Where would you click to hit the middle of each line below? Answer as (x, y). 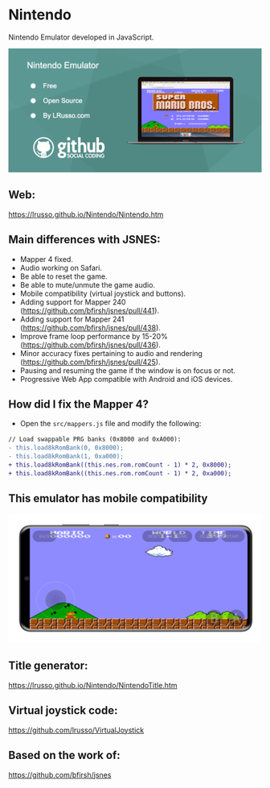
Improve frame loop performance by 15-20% (94, 336)
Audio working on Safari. (61, 268)
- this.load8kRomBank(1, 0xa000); (66, 457)
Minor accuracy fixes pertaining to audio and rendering (111, 353)
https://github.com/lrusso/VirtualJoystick (76, 730)
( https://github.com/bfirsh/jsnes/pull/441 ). (89, 310)
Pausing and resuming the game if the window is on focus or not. (127, 370)
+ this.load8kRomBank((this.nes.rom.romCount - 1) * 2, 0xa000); (120, 473)
